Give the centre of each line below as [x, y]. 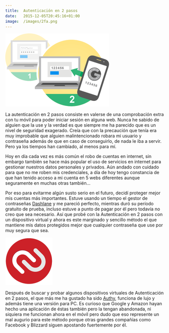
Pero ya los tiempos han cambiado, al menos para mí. [61, 147]
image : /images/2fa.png [31, 21]
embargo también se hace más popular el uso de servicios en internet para [83, 162]
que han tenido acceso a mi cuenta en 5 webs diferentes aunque [73, 178]
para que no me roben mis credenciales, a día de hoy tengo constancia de [82, 173]
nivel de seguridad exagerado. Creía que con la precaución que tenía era [81, 131]
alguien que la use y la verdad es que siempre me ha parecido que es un [81, 125]
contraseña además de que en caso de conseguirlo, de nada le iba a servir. [83, 141]
